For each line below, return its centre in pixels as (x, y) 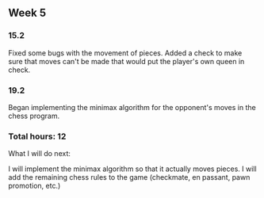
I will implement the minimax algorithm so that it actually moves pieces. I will (132, 169)
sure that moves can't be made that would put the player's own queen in (126, 61)
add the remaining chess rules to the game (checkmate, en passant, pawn (129, 177)
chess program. (34, 116)
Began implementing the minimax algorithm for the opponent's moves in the (132, 107)
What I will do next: (40, 154)
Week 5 (27, 13)
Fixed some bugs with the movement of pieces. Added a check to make (125, 53)
